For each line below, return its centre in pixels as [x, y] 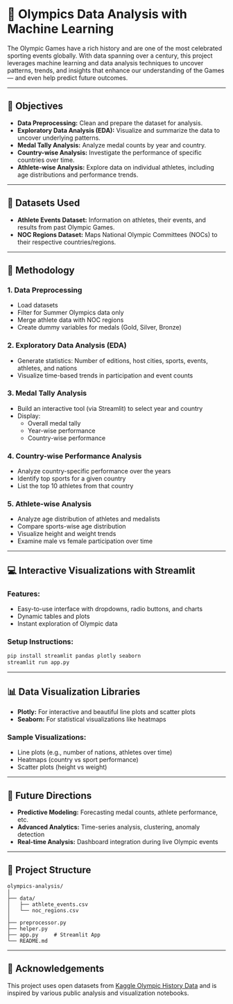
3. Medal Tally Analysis [47, 394]
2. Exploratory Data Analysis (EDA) [67, 346]
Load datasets [37, 305]
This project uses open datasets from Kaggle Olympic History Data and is [112, 985]
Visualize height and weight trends [67, 534]
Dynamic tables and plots [53, 616]
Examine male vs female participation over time [85, 541]
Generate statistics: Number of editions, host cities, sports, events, [112, 360]
